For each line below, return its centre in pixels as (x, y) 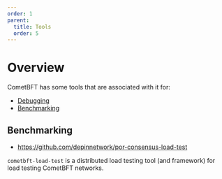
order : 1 (20, 14)
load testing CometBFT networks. (55, 168)
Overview (36, 68)
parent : (18, 20)
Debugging (34, 101)
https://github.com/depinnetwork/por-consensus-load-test (102, 147)
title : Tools (32, 27)
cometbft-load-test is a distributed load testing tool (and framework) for (111, 160)
